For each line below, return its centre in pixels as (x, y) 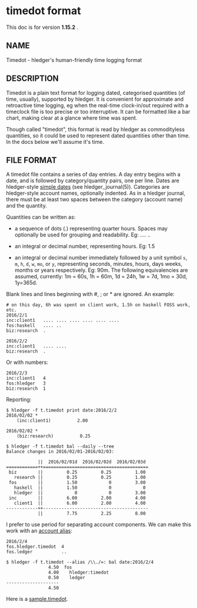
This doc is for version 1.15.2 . (42, 27)
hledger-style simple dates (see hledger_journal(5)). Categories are (88, 187)
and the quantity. (26, 206)
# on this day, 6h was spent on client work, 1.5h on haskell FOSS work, (98, 305)
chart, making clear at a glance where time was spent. (72, 118)
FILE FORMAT (31, 160)
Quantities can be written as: (41, 217)
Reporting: (19, 400)
